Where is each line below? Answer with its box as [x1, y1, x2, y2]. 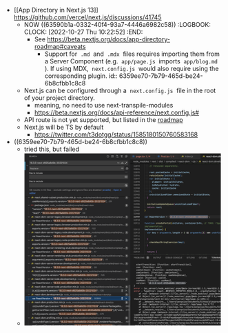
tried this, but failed [23, 145, 79, 153]
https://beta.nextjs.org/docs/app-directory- [47, 35, 171, 43]
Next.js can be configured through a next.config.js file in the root [23, 86, 216, 94]
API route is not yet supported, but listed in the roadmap [23, 116, 184, 123]
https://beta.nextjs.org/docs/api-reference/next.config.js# [34, 108, 200, 117]
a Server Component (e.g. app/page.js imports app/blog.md [44, 57, 218, 65]
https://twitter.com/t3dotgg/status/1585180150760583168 [34, 130, 198, 139]
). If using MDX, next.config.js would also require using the [44, 65, 219, 72]
